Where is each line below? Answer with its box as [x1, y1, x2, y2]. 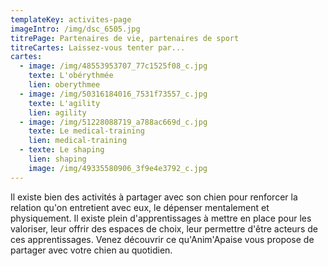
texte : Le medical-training [28, 126, 145, 136]
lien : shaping [28, 154, 87, 164]
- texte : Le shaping [19, 145, 105, 155]
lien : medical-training [28, 136, 128, 146]
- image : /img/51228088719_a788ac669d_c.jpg [19, 117, 208, 127]
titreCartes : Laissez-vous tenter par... [10, 42, 186, 53]
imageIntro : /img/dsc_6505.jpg [10, 24, 141, 34]
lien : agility [28, 107, 87, 118]
